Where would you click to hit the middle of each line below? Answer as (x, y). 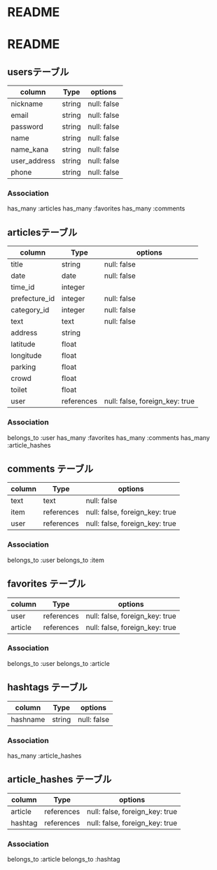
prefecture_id (33, 299)
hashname (28, 719)
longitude (26, 356)
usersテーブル (38, 72)
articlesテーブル (42, 232)
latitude (23, 344)
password (27, 127)
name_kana (30, 149)
